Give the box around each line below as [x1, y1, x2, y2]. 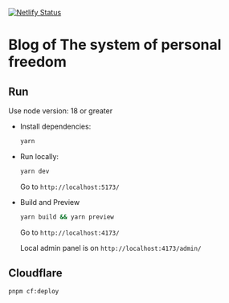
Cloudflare [8, 266, 63, 280]
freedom [8, 53, 67, 72]
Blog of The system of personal [8, 36, 222, 54]
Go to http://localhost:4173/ [19, 227, 120, 237]
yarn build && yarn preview [19, 213, 114, 221]
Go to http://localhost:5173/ [19, 182, 120, 191]
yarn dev [19, 167, 50, 175]
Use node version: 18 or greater [8, 106, 113, 116]
